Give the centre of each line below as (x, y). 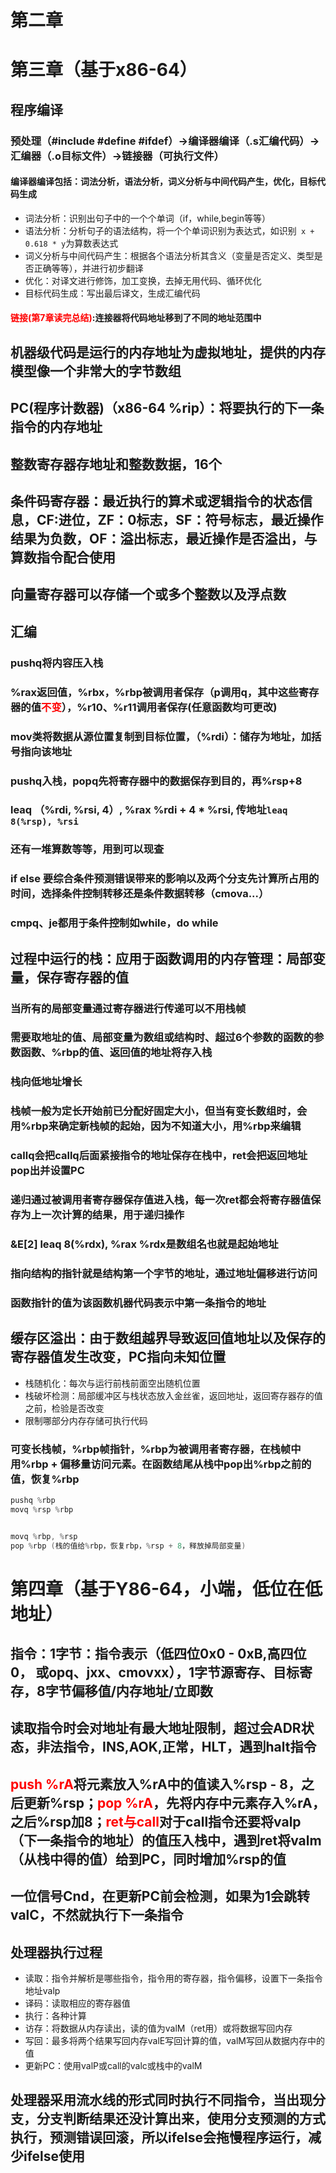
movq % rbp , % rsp (44, 1536)
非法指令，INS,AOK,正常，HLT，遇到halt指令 (176, 1747)
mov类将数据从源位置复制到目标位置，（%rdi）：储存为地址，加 (161, 736)
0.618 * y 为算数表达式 (71, 243)
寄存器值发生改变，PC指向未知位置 (118, 1357)
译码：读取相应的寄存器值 (77, 2003)
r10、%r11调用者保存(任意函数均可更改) (182, 707)
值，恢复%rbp (45, 1479)
